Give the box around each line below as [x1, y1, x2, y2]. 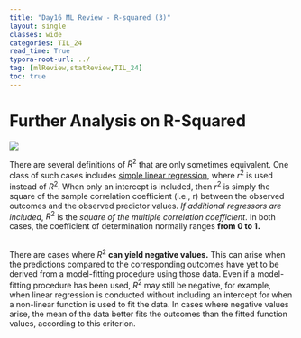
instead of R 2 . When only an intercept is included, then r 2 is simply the [9, 179, 270, 192]
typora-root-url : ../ [9, 55, 91, 64]
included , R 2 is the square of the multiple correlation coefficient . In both [9, 209, 277, 222]
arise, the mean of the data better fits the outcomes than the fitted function [9, 308, 288, 319]
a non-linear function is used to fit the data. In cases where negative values [9, 298, 290, 309]
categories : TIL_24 [9, 38, 83, 48]
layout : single [9, 22, 67, 31]
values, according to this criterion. [9, 317, 137, 329]
